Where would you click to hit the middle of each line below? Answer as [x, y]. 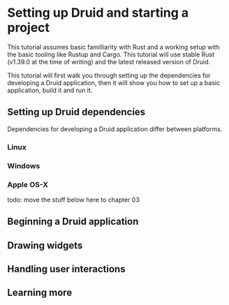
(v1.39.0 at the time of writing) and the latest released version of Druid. [109, 61]
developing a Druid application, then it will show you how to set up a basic [114, 82]
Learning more [40, 293]
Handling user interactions [66, 269]
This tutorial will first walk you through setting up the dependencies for [109, 75]
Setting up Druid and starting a [98, 13]
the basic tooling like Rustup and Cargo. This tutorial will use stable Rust [111, 54]
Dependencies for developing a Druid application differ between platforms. [115, 129]
